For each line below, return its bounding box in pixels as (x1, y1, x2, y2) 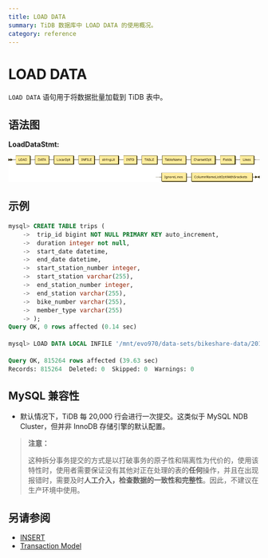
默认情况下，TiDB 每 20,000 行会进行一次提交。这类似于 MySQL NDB (19, 411, 249, 422)
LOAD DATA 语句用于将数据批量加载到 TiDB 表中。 (8, 92, 167, 102)
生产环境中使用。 (27, 485, 85, 495)
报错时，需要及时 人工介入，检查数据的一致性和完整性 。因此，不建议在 (27, 475, 259, 485)
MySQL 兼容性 (8, 389, 80, 403)
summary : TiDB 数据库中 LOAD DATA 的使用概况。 (8, 21, 157, 29)
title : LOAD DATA (8, 13, 66, 21)
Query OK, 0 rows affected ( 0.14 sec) (8, 323, 137, 331)
